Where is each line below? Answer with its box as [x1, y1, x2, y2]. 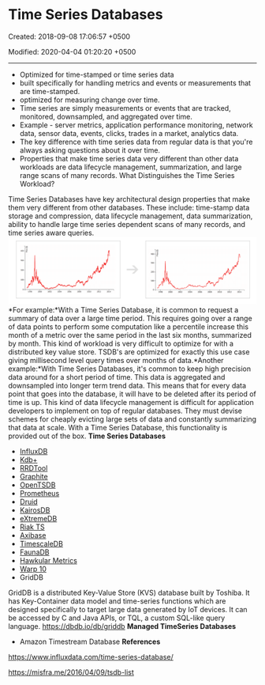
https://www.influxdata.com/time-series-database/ [8, 653, 174, 662]
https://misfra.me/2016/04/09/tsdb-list [8, 668, 134, 677]
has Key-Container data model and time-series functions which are [8, 596, 226, 606]
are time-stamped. [19, 86, 80, 96]
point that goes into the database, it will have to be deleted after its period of [8, 389, 256, 399]
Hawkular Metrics [19, 556, 77, 566]
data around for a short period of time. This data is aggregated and [8, 373, 226, 382]
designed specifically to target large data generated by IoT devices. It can [8, 605, 248, 615]
